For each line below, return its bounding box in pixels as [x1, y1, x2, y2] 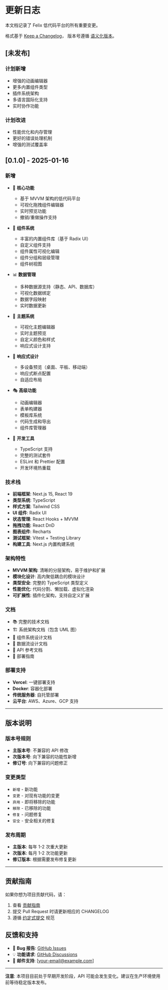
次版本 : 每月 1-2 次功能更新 [12, 850, 68, 856]
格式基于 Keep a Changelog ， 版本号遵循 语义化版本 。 [5, 33, 117, 39]
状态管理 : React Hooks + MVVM [12, 516, 78, 522]
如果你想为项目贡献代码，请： [5, 891, 66, 897]
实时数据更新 [19, 302, 46, 308]
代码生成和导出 [19, 418, 51, 424]
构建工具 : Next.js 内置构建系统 [12, 541, 75, 547]
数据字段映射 [19, 296, 46, 302]
